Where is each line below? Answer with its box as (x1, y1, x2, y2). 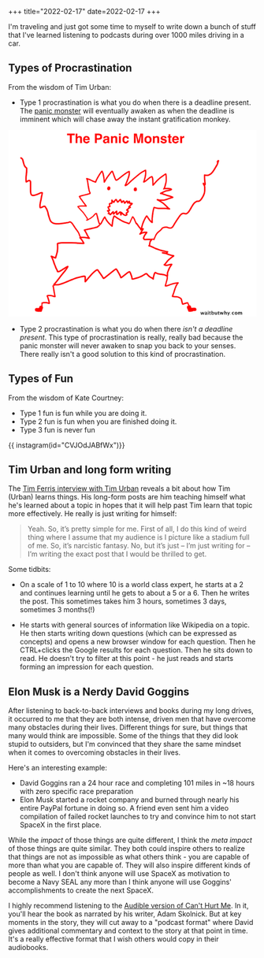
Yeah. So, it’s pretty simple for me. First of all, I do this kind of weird (27, 524, 247, 534)
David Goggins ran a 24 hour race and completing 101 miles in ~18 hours (19, 778, 255, 788)
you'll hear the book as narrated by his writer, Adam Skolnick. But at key (8, 909, 242, 919)
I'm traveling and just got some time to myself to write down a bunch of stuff (8, 22, 256, 31)
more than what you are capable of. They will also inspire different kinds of (8, 860, 251, 870)
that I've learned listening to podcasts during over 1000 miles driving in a (8, 31, 244, 39)
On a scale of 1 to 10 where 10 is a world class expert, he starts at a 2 (19, 580, 244, 589)
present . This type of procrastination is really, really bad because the (19, 332, 244, 342)
